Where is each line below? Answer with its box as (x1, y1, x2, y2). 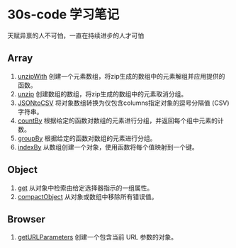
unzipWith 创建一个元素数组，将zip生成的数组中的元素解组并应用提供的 (17, 72, 225, 80)
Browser (7, 213, 46, 225)
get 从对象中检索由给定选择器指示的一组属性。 (17, 184, 154, 192)
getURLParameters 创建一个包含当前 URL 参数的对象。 (17, 233, 178, 242)
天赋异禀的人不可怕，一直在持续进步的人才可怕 (7, 31, 144, 40)
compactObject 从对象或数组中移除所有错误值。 (17, 192, 158, 201)
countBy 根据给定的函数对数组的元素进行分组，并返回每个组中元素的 (17, 116, 218, 125)
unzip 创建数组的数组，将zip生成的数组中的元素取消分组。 (17, 89, 188, 98)
